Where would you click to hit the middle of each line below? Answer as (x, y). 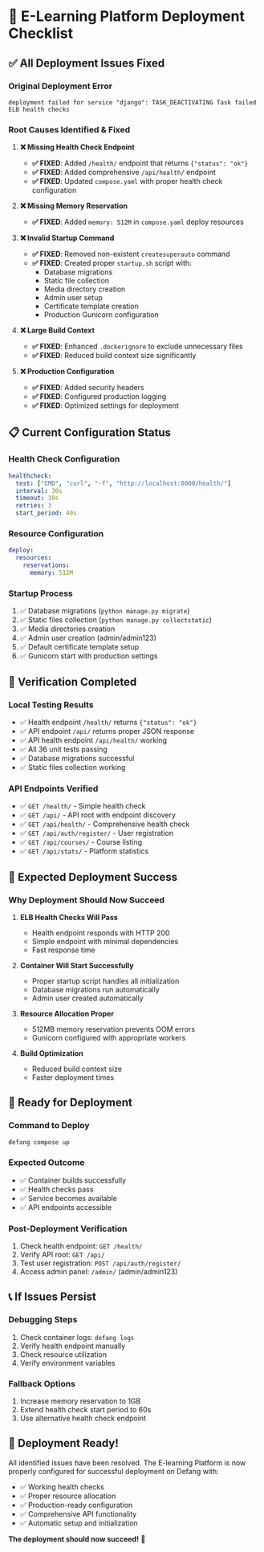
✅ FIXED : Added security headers (88, 388)
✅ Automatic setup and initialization (79, 1523)
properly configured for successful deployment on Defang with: (114, 1471)
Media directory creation (85, 289)
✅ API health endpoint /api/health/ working (93, 740)
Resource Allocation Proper (67, 1013)
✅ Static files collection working (73, 767)
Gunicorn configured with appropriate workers (109, 1037)
